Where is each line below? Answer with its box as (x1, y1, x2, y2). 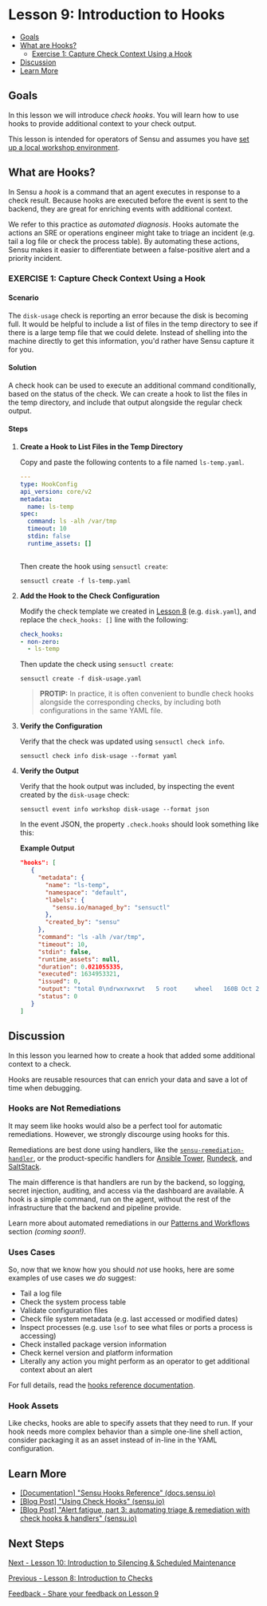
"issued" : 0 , (37, 977, 81, 986)
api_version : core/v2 (19, 487, 92, 495)
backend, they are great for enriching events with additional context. (8, 203, 233, 213)
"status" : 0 (37, 992, 78, 1000)
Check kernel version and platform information (19, 1348, 173, 1358)
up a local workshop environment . (8, 142, 120, 152)
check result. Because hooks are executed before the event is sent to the (8, 195, 249, 205)
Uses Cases (8, 1246, 56, 1257)
